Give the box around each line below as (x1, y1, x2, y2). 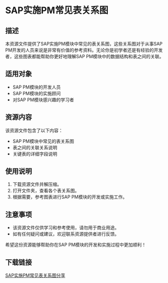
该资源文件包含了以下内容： (5, 127, 63, 133)
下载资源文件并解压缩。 (12, 181, 62, 187)
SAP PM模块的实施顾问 (12, 90, 61, 96)
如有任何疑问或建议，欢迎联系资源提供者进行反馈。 (12, 231, 119, 237)
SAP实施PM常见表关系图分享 (5, 272, 66, 278)
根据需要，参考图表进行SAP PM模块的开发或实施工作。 (12, 194, 128, 200)
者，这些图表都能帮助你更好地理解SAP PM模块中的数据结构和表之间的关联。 (5, 54, 164, 59)
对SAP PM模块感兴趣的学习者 (12, 97, 74, 103)
